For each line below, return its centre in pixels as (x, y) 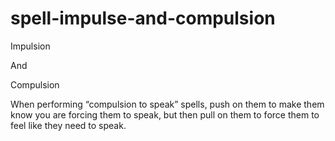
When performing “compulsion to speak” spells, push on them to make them (167, 104)
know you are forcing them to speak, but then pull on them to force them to (165, 114)
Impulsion (30, 46)
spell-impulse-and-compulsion (143, 18)
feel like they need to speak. (68, 125)
